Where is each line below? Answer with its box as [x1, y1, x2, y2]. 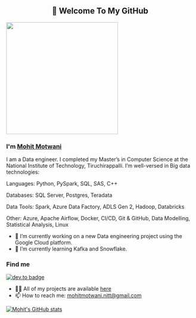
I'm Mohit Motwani [6, 142, 62, 150]
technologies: [6, 168, 40, 176]
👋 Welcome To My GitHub [51, 6, 149, 16]
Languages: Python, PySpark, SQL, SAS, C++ [6, 180, 118, 187]
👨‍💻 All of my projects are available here [14, 285, 111, 292]
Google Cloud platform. [14, 239, 73, 246]
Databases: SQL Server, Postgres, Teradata [6, 192, 113, 199]
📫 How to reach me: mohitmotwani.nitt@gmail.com [14, 292, 142, 299]
